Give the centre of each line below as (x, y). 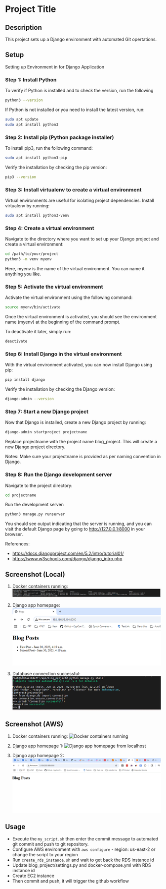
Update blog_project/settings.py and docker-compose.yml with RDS (82, 865)
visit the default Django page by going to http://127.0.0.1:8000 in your (75, 529)
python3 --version (24, 100)
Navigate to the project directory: (39, 485)
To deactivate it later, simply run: (38, 332)
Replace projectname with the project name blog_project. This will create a (81, 442)
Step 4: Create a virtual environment (50, 228)
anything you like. (23, 274)
